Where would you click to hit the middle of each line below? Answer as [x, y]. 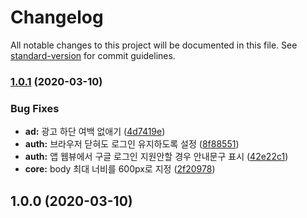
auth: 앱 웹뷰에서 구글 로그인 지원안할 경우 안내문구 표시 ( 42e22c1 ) [156, 157]
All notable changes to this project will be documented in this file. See [154, 45]
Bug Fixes [35, 108]
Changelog [57, 17]
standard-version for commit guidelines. [93, 55]
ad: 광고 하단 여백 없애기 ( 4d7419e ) [95, 132]
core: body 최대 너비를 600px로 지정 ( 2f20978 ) [120, 169]
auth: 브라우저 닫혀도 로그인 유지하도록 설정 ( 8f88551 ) [132, 144]
